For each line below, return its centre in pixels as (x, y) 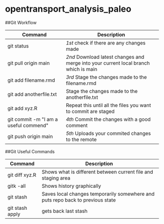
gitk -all (17, 186)
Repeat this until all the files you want (108, 105)
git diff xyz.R (22, 175)
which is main (82, 69)
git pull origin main (29, 63)
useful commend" (28, 125)
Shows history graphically (72, 186)
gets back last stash (65, 211)
